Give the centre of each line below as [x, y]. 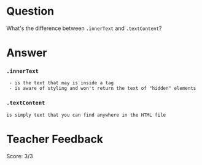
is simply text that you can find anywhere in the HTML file [86, 115]
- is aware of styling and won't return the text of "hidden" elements [103, 89]
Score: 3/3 [20, 156]
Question [30, 11]
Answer [27, 53]
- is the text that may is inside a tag [61, 83]
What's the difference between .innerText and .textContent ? [84, 28]
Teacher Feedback [55, 139]
